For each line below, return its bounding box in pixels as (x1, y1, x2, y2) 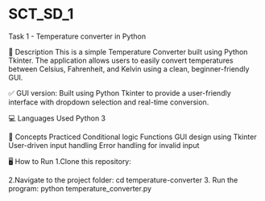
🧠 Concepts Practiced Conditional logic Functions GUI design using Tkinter (8, 132, 257, 142)
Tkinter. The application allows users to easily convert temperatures (8, 55, 234, 65)
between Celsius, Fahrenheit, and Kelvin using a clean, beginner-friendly (8, 64, 250, 73)
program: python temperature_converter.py (8, 183, 151, 193)
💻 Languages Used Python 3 (8, 113, 106, 123)
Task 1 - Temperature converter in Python (8, 31, 147, 41)
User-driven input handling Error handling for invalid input (8, 140, 200, 150)
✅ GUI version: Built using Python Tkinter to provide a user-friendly (8, 88, 231, 97)
